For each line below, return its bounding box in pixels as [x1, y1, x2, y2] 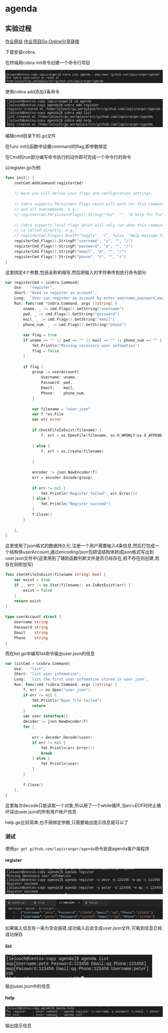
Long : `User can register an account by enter [14, 296, 115, 301]
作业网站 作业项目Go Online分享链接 [5, 39, 79, 44]
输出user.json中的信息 [5, 983, 50, 989]
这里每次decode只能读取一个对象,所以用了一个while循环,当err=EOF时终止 [5, 802, 157, 808]
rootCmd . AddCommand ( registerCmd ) [14, 181, 84, 186]
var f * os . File [31, 412, 64, 417]
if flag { [23, 364, 43, 369]
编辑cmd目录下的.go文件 [5, 133, 56, 139]
